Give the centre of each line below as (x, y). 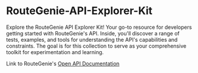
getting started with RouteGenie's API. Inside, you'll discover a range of (93, 33)
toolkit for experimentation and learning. (55, 52)
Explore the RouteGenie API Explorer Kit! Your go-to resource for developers (99, 27)
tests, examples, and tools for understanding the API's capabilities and (92, 39)
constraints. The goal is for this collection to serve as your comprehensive (96, 46)
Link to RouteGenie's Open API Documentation (63, 64)
